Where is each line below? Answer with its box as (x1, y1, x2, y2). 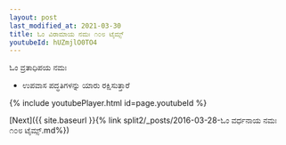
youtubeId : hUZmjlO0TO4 (9, 37, 98, 47)
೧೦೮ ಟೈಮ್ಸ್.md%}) (9, 125, 69, 136)
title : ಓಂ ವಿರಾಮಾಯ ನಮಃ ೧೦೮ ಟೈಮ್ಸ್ (9, 29, 125, 38)
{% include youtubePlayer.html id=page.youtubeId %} (9, 98, 208, 109)
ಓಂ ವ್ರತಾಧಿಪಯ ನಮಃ (9, 62, 68, 73)
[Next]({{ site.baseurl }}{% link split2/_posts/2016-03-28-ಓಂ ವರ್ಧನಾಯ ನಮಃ (9, 115, 278, 125)
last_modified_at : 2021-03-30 (9, 21, 122, 30)
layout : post (9, 12, 58, 22)
